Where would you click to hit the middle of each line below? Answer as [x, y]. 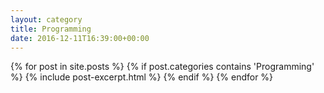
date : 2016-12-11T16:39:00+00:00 [80, 38]
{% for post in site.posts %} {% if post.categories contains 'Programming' [162, 67]
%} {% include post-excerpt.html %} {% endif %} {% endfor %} [142, 77]
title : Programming [51, 29]
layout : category [46, 19]
